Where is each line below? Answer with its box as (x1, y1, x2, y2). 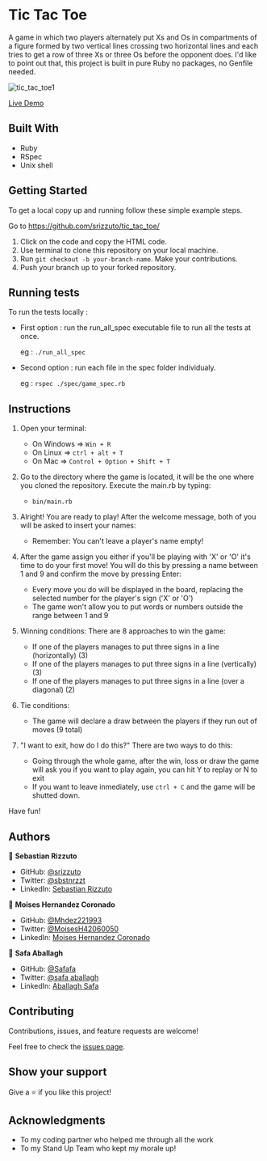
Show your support (8, 1066, 107, 1079)
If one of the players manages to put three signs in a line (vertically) (31, 659, 257, 669)
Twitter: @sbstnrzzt (19, 875, 86, 885)
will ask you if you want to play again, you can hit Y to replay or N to (31, 765, 258, 774)
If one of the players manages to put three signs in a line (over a (31, 676, 244, 686)
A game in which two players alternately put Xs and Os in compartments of (8, 32, 258, 42)
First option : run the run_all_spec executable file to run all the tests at (19, 323, 252, 333)
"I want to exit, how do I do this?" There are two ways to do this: (19, 740, 233, 750)
